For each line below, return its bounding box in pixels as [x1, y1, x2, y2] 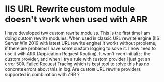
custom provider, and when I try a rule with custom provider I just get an [5, 56, 150, 61]
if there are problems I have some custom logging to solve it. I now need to [5, 45, 156, 51]
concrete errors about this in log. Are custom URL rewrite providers [5, 66, 141, 72]
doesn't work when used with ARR [5, 14, 148, 25]
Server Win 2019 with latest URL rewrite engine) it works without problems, [5, 40, 157, 46]
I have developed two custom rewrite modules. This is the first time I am [5, 30, 150, 36]
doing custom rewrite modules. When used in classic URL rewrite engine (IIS [5, 35, 160, 41]
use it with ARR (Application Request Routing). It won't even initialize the [5, 50, 151, 57]
